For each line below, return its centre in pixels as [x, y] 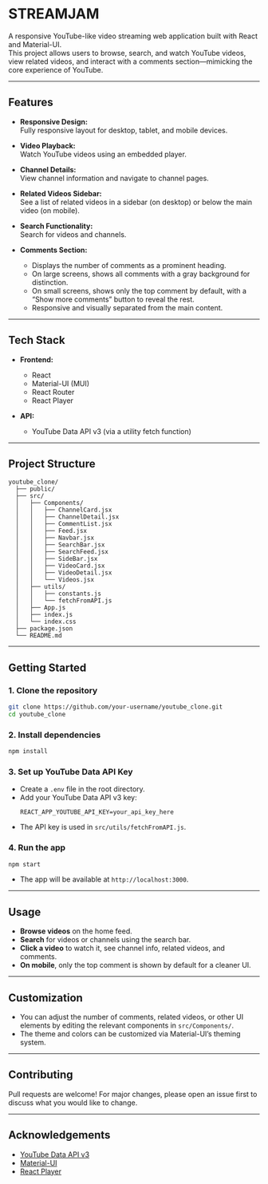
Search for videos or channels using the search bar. [105, 940]
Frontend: [36, 359]
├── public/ [35, 489]
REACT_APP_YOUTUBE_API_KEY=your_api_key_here [97, 812]
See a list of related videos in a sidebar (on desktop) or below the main [136, 202]
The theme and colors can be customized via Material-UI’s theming [130, 1034]
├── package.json [44, 629]
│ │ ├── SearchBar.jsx [60, 545]
